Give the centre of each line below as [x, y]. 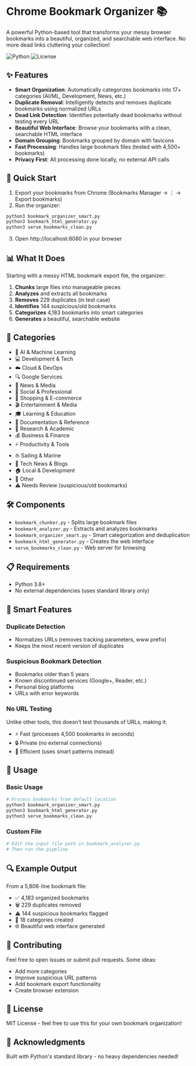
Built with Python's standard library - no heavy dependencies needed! [93, 1056]
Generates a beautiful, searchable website [68, 319]
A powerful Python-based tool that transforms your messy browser [89, 32]
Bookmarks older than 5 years [52, 674]
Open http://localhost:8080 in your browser [68, 239]
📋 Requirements [38, 567]
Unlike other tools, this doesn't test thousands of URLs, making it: [87, 722]
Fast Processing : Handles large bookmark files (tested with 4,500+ [98, 146]
